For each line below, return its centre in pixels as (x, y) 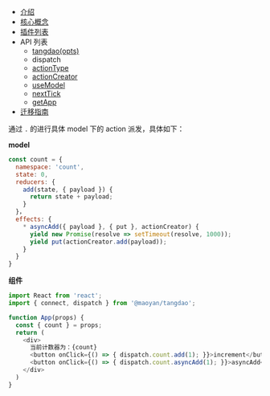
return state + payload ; (71, 197)
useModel (49, 85)
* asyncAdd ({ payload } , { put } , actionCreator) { (111, 227)
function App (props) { (46, 317)
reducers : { (36, 182)
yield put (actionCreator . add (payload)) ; (98, 242)
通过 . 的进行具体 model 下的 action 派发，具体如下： (96, 129)
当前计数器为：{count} (63, 348)
